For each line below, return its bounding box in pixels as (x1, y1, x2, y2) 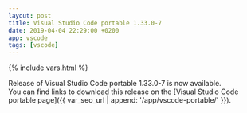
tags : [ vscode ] (8, 41, 59, 49)
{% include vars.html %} (8, 63, 89, 72)
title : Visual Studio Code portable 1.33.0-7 (8, 19, 162, 27)
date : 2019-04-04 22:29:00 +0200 (8, 26, 120, 34)
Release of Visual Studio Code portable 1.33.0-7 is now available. (8, 79, 222, 88)
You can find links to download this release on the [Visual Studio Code (8, 87, 239, 96)
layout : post (8, 11, 52, 20)
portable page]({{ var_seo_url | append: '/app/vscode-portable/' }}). (8, 95, 232, 105)
